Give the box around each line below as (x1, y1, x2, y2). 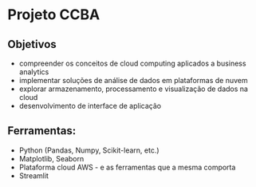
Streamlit (18, 170, 49, 181)
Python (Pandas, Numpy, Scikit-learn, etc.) (18, 145, 160, 155)
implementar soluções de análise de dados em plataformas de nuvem (18, 76, 248, 85)
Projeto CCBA (7, 6, 100, 24)
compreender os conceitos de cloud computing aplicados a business (18, 58, 246, 68)
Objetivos (7, 38, 57, 51)
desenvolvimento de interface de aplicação (18, 101, 161, 110)
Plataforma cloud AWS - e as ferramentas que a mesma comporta (18, 162, 236, 172)
